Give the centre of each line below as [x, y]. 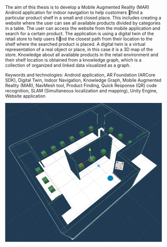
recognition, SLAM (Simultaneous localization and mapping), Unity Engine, [81, 91]
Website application [25, 96]
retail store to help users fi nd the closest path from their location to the [79, 39]
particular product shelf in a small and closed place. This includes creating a [83, 18]
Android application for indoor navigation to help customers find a [74, 12]
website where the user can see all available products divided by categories [83, 23]
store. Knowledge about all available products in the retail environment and [82, 55]
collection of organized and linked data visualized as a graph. [68, 65]
